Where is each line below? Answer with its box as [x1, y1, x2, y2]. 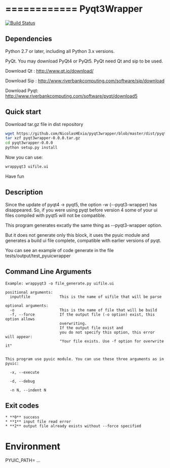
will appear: [5, 334, 33, 339]
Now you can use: [5, 154, 43, 161]
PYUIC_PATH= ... [5, 457, 40, 463]
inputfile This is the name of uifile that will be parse [10, 294, 162, 299]
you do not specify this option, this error [59, 330, 155, 335]
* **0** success [5, 415, 39, 420]
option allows [5, 316, 35, 322]
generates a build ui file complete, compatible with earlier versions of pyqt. [5, 237, 161, 243]
